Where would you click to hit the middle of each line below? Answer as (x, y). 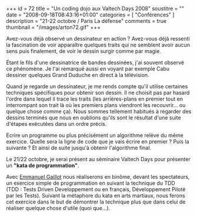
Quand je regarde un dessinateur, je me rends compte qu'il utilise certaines (97, 86)
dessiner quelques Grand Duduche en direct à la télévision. (78, 75)
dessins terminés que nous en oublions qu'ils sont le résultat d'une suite (94, 118)
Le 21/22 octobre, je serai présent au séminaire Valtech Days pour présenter (98, 159)
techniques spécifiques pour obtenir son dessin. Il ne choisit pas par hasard (98, 93)
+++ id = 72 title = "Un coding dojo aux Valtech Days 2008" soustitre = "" (95, 9)
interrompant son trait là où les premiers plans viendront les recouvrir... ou (96, 105)
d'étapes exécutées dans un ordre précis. (56, 124)
